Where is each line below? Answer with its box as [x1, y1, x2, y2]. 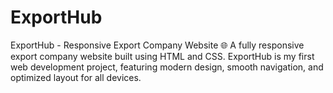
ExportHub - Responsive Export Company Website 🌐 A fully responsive [10, 39, 305, 51]
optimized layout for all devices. [10, 71, 142, 83]
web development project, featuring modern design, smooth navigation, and [10, 61, 324, 73]
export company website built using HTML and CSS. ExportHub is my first [10, 50, 315, 62]
